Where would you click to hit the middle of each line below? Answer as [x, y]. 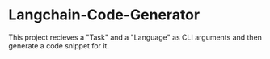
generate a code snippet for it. [59, 45]
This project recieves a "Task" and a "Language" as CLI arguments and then [135, 37]
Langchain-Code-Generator [104, 15]
